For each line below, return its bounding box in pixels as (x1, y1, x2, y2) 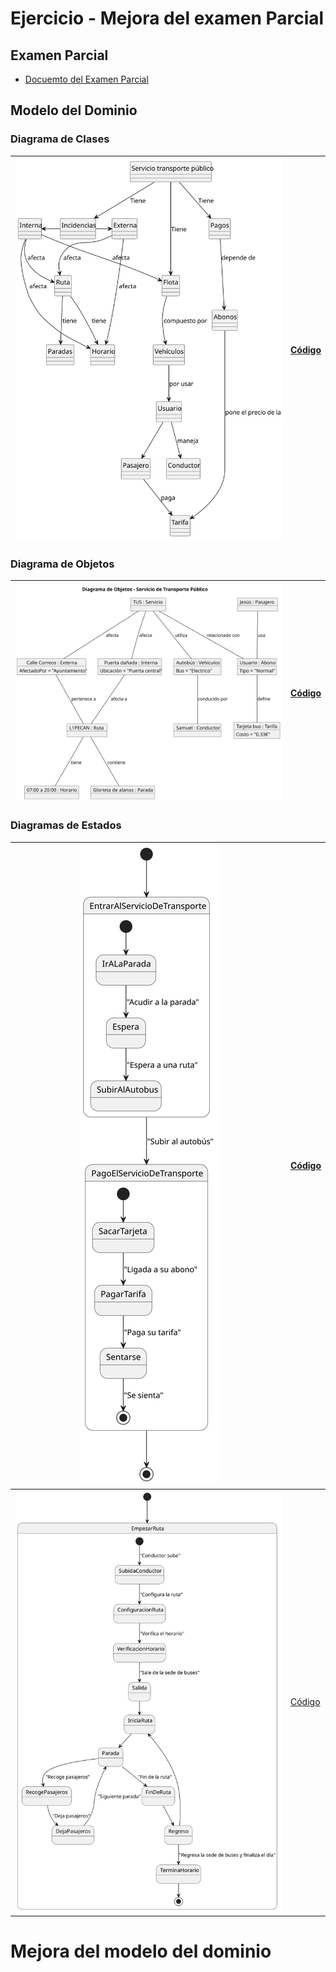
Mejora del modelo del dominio (10, 1940, 272, 1962)
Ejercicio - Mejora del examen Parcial (10, 7, 325, 30)
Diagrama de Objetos (10, 557, 115, 571)
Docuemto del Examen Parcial (24, 73, 149, 85)
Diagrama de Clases (10, 132, 110, 146)
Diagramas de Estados (10, 818, 122, 832)
